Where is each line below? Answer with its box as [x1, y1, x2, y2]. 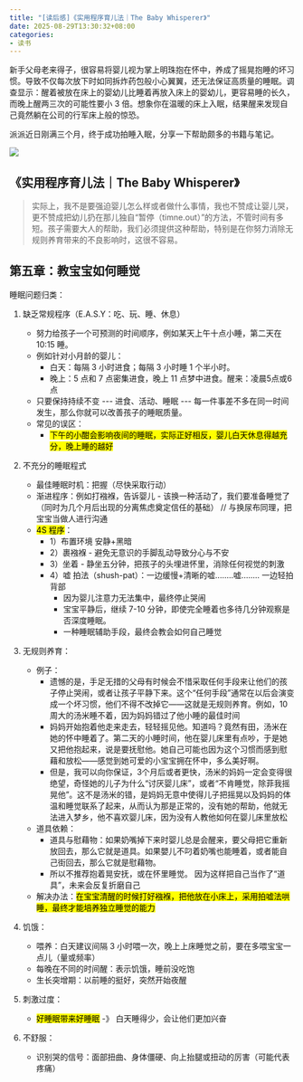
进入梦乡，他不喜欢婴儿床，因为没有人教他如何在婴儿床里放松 [57, 811, 288, 822]
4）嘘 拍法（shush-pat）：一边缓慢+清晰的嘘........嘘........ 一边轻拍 [49, 569, 294, 580]
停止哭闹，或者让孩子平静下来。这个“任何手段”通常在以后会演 [57, 687, 287, 698]
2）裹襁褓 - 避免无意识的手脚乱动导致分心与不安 [49, 546, 230, 557]
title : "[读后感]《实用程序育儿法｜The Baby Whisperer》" [9, 13, 211, 23]
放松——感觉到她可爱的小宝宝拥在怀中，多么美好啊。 [65, 755, 264, 765]
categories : [9, 30, 54, 39]
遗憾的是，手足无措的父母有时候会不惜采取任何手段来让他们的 [49, 676, 280, 687]
